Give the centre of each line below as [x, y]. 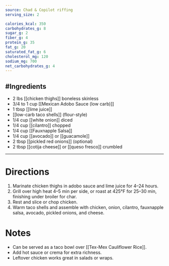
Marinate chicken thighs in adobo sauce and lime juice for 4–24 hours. [85, 186]
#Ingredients [26, 86]
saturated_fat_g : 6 [26, 52]
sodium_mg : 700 [21, 61]
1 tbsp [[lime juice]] [32, 110]
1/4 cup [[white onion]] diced [43, 120]
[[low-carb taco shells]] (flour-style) [50, 115]
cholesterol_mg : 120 [27, 57]
